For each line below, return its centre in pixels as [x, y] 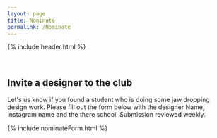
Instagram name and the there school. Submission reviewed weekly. [107, 115]
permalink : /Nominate [39, 27]
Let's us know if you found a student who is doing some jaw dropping [108, 100]
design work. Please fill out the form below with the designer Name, [106, 107]
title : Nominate [31, 20]
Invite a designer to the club [70, 83]
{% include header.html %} [47, 47]
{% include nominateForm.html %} [58, 128]
